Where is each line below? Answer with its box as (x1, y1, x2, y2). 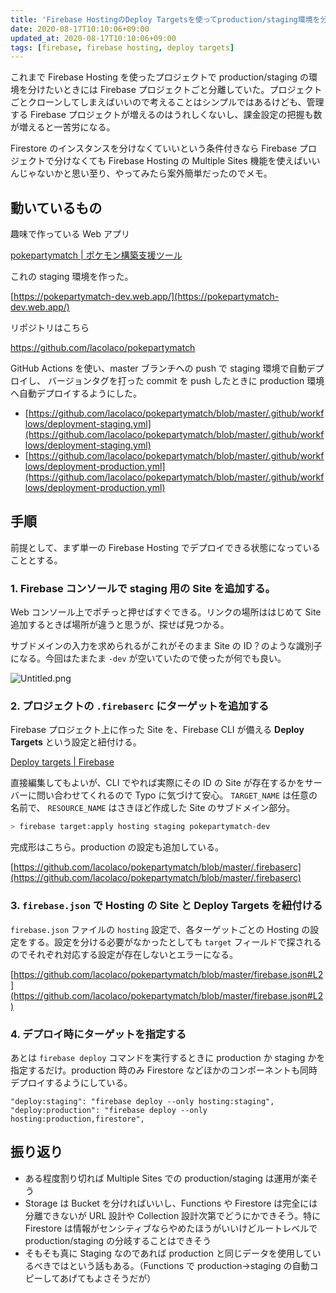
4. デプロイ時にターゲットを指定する (10, 1027, 187, 1041)
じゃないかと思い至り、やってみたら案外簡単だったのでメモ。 (18, 167, 273, 180)
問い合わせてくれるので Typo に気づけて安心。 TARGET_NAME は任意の (36, 789, 318, 801)
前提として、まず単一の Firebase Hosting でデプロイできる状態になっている (10, 541, 321, 553)
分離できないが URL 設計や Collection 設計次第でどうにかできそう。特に (24, 1209, 322, 1221)
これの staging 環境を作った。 (10, 271, 134, 283)
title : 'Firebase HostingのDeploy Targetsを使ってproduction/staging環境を (10, 14, 321, 25)
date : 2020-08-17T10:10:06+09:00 (10, 24, 150, 34)
